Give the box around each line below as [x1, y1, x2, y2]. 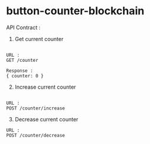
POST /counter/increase [6, 105, 65, 111]
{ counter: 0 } [6, 73, 44, 79]
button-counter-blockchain [6, 4, 145, 18]
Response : [6, 67, 33, 74]
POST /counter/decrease [6, 132, 65, 138]
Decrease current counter [14, 115, 79, 123]
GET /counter [6, 57, 39, 63]
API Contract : [6, 24, 40, 31]
